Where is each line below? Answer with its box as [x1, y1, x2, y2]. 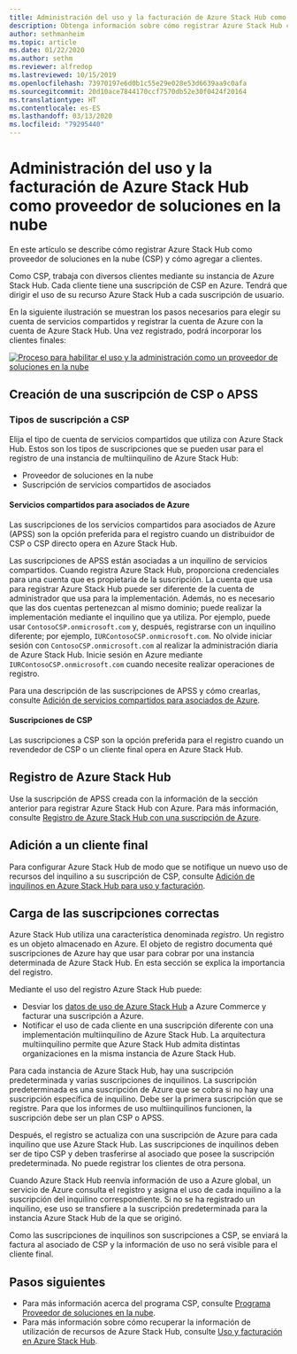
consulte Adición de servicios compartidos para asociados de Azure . [9, 695, 261, 705]
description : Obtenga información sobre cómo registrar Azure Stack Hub [9, 21, 283, 30]
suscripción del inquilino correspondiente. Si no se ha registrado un [9, 1194, 255, 1205]
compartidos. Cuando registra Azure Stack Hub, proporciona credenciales [9, 564, 280, 575]
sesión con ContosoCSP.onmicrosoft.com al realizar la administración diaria [9, 640, 278, 650]
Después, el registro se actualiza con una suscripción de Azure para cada [9, 1130, 278, 1140]
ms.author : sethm [9, 54, 73, 63]
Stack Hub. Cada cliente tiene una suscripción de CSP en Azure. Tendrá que [9, 280, 287, 291]
